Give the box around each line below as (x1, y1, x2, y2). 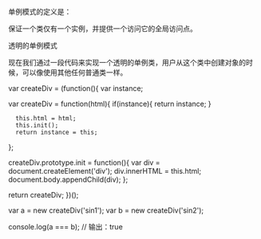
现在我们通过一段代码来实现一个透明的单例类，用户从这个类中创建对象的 (8, 58, 246, 67)
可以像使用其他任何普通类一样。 (22, 68, 128, 77)
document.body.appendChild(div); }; (8, 174, 129, 184)
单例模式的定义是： (8, 7, 72, 16)
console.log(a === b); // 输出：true (8, 222, 124, 231)
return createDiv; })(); (8, 190, 79, 199)
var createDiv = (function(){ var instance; (8, 84, 144, 93)
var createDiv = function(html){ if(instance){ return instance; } (8, 99, 212, 108)
